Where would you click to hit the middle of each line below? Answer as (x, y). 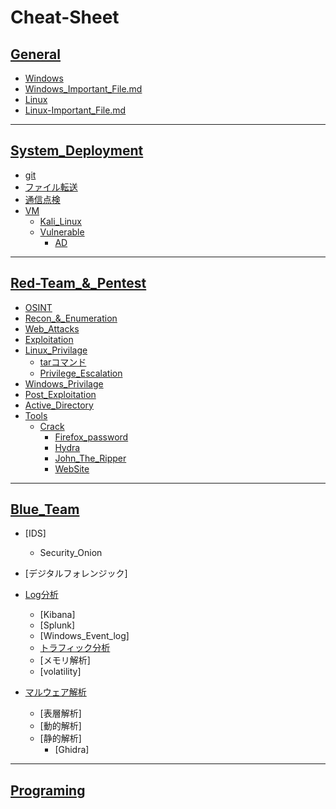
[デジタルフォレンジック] (76, 573)
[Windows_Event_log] (84, 636)
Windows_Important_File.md (83, 89)
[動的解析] (60, 726)
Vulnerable (62, 232)
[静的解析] (60, 738)
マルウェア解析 (55, 692)
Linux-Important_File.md (75, 110)
